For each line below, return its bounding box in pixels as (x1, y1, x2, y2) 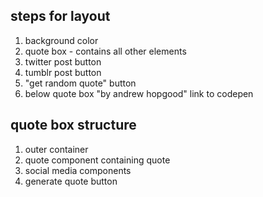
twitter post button (24, 55, 102, 68)
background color (24, 34, 99, 46)
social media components (24, 164, 132, 176)
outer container (24, 143, 89, 155)
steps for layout (10, 8, 111, 25)
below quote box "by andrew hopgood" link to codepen (24, 87, 254, 99)
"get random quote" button (24, 77, 137, 89)
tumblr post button (24, 66, 102, 78)
